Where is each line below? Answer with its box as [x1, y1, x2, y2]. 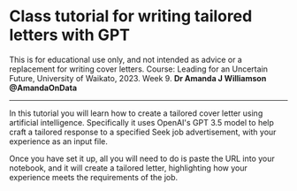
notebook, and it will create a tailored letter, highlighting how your [9, 162, 247, 173]
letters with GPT [9, 25, 131, 45]
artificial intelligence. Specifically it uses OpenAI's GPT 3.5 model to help [9, 117, 274, 127]
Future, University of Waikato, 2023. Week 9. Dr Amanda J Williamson [9, 73, 267, 83]
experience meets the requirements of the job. [9, 172, 179, 182]
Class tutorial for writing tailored [9, 6, 253, 27]
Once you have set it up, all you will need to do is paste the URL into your [9, 153, 276, 164]
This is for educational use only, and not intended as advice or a [9, 54, 243, 65]
